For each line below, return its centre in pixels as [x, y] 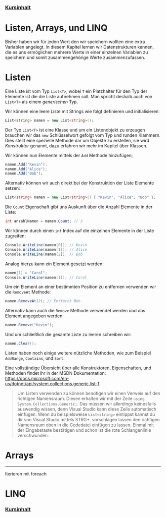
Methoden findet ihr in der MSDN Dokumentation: [56, 373]
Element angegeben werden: [35, 316]
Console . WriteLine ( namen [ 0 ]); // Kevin [46, 245]
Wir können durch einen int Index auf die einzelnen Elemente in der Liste [80, 231]
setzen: [13, 188]
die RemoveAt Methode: [28, 292]
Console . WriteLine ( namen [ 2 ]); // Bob [44, 254]
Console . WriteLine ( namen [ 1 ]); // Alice [46, 249]
